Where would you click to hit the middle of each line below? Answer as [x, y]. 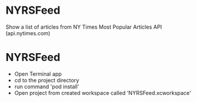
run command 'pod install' [47, 86]
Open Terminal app [38, 74]
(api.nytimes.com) [28, 33]
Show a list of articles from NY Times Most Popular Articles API [84, 27]
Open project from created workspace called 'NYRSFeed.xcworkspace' [103, 92]
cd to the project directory [47, 80]
